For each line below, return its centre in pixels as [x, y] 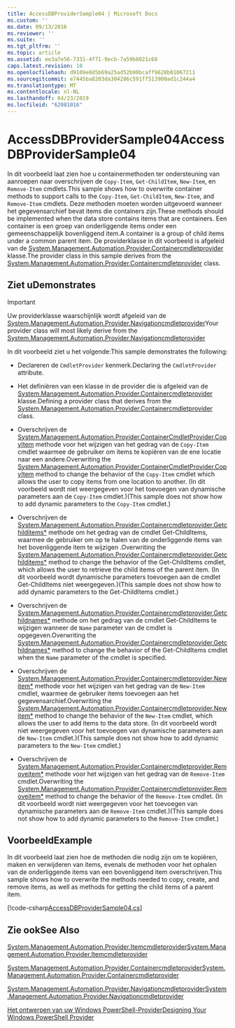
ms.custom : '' [28, 20]
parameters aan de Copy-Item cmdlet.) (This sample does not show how [120, 496]
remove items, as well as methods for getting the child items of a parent [111, 887]
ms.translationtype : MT [42, 85]
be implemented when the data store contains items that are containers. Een [117, 218]
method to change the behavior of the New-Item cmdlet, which [124, 716]
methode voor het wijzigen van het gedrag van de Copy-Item [122, 444]
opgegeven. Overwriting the [57, 635]
